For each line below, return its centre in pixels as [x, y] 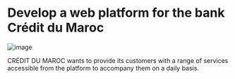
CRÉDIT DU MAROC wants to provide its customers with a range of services [118, 60]
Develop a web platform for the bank [116, 13]
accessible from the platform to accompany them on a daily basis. [103, 68]
